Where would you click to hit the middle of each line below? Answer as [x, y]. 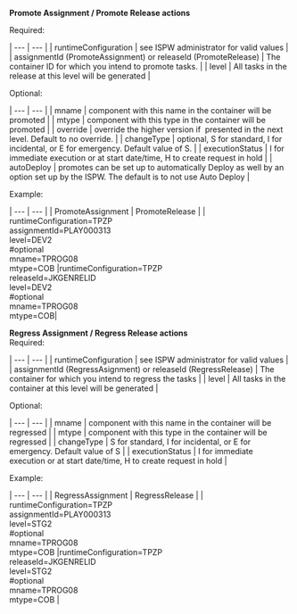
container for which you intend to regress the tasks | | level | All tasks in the [148, 379]
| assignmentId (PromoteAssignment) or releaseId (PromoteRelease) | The [145, 57]
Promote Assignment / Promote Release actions [100, 13]
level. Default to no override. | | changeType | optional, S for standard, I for [146, 139]
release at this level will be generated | [80, 76]
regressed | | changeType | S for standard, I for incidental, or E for [130, 442]
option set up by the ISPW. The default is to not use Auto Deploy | [129, 177]
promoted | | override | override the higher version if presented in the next [146, 129]
